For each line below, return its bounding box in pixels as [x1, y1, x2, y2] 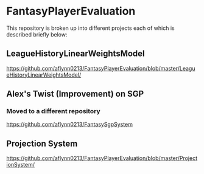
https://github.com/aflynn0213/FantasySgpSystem [6, 120, 133, 128]
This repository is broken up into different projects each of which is [6, 24, 175, 32]
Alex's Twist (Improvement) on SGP [6, 89, 144, 99]
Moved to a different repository [6, 107, 100, 116]
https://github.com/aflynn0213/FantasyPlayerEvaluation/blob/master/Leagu [6, 64, 195, 72]
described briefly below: [6, 30, 68, 38]
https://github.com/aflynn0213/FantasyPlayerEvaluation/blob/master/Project [6, 155, 198, 162]
